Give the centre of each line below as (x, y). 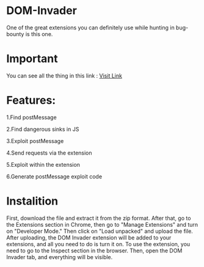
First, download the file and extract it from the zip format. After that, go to (99, 218)
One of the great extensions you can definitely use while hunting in (91, 27)
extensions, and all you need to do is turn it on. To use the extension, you (98, 244)
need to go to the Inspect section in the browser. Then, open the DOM (94, 251)
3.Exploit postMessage (35, 141)
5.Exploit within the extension (43, 164)
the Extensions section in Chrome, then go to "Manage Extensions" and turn (102, 224)
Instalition (32, 201)
